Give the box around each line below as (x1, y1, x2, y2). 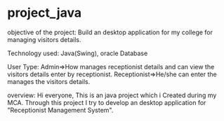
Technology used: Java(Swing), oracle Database (7, 49, 148, 57)
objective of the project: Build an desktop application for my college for (7, 28, 213, 36)
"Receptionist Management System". (7, 106, 114, 114)
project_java (7, 5, 82, 21)
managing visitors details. (7, 35, 81, 43)
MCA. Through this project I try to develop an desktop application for (7, 98, 206, 106)
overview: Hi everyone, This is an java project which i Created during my (7, 91, 217, 99)
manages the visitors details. (7, 77, 91, 85)
